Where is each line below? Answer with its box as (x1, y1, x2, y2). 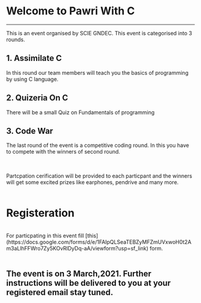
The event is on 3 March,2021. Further (6, 268, 151, 278)
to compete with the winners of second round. (6, 148, 121, 155)
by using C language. (6, 75, 59, 82)
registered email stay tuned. (6, 287, 114, 297)
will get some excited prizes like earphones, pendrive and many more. (6, 179, 179, 186)
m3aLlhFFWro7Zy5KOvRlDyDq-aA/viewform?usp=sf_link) (6, 245, 148, 252)
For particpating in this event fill (6, 232, 84, 240)
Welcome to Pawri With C (6, 4, 135, 18)
